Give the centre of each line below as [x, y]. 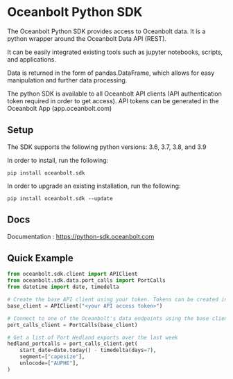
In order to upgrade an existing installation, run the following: [94, 186]
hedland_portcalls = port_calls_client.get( [72, 344]
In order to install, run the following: [58, 160]
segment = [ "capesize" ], [52, 357]
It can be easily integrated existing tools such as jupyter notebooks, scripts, [115, 52]
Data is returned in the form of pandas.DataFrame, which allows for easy [111, 73]
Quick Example [41, 258]
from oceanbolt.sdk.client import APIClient [72, 274]
